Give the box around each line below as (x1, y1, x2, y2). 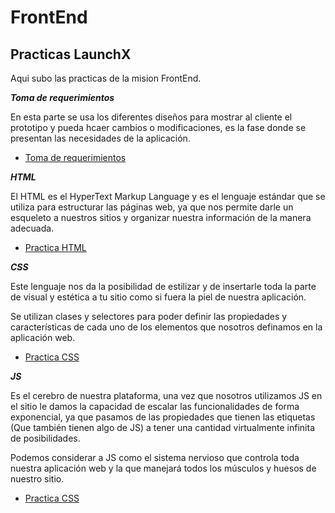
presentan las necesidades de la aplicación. (10, 132, 191, 144)
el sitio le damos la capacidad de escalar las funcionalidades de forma (10, 401, 300, 412)
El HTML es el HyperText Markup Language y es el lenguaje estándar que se (10, 191, 326, 202)
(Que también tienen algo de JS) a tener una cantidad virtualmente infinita (10, 422, 316, 433)
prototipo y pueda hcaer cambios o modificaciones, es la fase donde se (10, 122, 307, 133)
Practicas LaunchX (10, 46, 132, 63)
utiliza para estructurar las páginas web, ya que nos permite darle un (10, 201, 294, 213)
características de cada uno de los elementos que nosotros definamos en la (10, 321, 323, 333)
